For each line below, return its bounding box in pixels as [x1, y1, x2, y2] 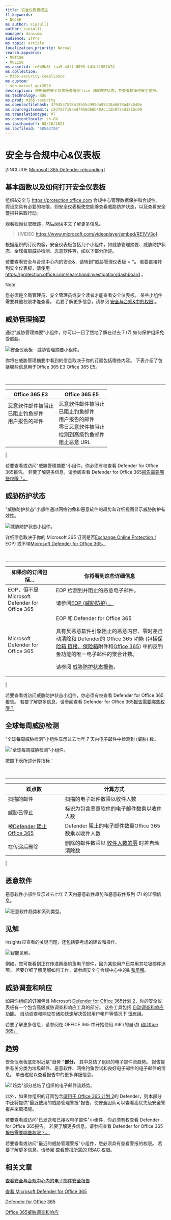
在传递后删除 [8, 843, 39, 850]
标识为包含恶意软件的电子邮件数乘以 [65, 805, 152, 812]
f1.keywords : [5, 12, 33, 17]
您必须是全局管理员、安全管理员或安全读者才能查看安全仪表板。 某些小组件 [5, 292, 163, 298]
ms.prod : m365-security [5, 97, 56, 102]
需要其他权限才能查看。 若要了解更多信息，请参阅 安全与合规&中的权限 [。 [5, 299, 160, 305]
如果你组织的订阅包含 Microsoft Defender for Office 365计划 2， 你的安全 [5, 998, 158, 1004]
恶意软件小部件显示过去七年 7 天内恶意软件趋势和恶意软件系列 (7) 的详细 [5, 891, 157, 897]
